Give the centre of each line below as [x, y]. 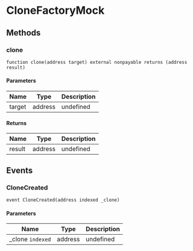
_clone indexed [30, 240]
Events [20, 170]
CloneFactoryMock [55, 11]
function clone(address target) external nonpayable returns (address [97, 62]
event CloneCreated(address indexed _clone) [63, 200]
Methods [24, 33]
